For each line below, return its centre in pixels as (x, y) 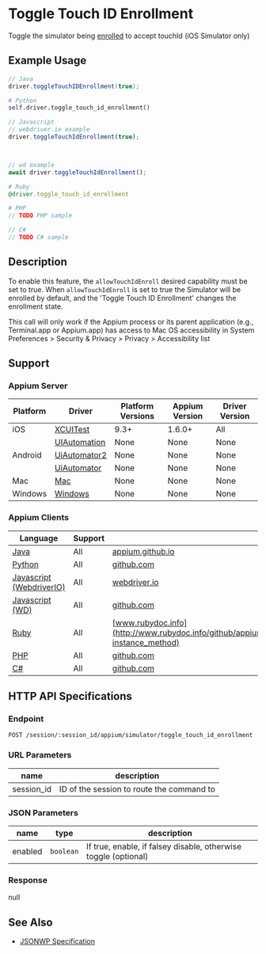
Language (39, 538)
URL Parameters (40, 755)
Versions (137, 416)
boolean (65, 851)
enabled (27, 851)
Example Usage (47, 61)
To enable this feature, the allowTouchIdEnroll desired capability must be (128, 281)
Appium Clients (39, 518)
